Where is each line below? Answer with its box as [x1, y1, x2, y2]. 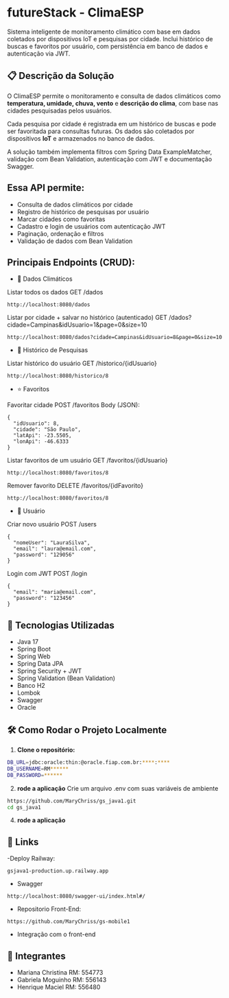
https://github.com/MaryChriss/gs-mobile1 [7, 918, 130, 925]
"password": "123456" [13, 595, 75, 602]
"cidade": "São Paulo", [13, 426, 81, 433]
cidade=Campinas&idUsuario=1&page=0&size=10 [7, 321, 147, 329]
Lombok [16, 688, 41, 697]
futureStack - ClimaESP [7, 5, 144, 21]
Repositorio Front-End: [16, 905, 82, 914]
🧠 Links [7, 836, 39, 848]
